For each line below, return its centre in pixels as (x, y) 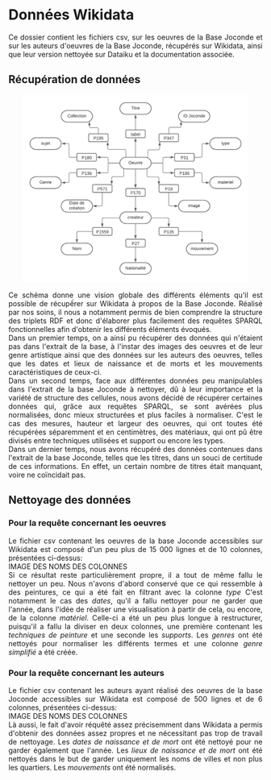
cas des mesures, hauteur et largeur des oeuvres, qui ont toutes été (135, 423)
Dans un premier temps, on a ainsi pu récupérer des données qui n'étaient (135, 338)
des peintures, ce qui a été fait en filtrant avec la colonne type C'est (135, 592)
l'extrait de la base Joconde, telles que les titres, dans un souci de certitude (135, 458)
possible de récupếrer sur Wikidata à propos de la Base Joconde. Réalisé (135, 303)
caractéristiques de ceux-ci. (55, 371)
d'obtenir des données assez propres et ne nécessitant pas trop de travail (135, 733)
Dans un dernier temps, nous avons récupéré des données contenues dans (135, 449)
